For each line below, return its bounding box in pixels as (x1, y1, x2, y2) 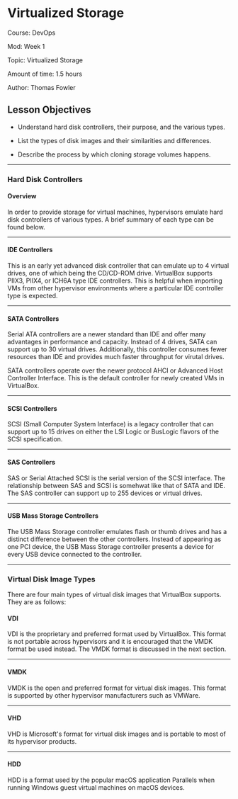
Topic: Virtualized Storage (7, 55, 84, 64)
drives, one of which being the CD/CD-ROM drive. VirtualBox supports (7, 269, 212, 278)
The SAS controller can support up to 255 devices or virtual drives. (7, 489, 203, 497)
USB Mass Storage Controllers (7, 511, 99, 520)
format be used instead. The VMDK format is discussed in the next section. (7, 645, 227, 653)
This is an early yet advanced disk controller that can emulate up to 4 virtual (7, 261, 229, 270)
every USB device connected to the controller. (7, 550, 142, 558)
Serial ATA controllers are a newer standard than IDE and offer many (7, 330, 206, 339)
